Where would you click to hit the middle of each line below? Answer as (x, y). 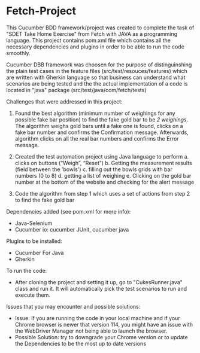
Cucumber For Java (39, 252)
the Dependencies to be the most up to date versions (81, 343)
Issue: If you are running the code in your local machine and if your (98, 318)
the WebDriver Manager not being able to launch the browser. (91, 331)
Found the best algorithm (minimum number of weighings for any (95, 113)
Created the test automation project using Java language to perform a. (102, 156)
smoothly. (19, 53)
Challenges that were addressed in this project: (64, 101)
